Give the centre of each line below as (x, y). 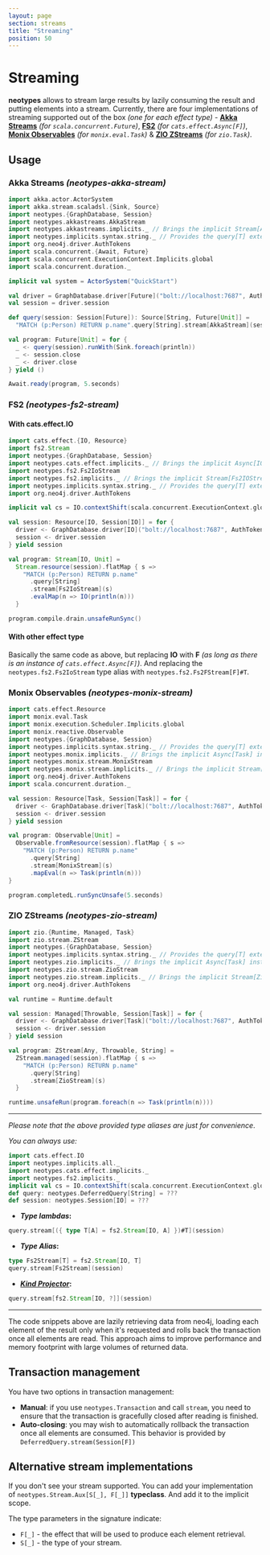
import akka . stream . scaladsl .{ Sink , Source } (84, 207)
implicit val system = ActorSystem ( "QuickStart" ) (93, 281)
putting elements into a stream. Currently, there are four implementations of (133, 109)
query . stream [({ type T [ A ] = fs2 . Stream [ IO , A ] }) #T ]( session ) (117, 1231)
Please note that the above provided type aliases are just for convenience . (132, 1125)
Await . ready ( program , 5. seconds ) (64, 384)
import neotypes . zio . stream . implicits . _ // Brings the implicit (118, 977)
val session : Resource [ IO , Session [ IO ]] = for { (91, 522)
